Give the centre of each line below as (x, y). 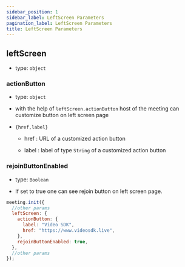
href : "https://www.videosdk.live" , (69, 231)
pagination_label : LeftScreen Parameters (59, 23)
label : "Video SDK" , (48, 225)
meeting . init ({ (25, 202)
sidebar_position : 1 (32, 12)
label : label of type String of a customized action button (95, 150)
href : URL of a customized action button (75, 139)
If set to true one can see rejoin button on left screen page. (89, 191)
